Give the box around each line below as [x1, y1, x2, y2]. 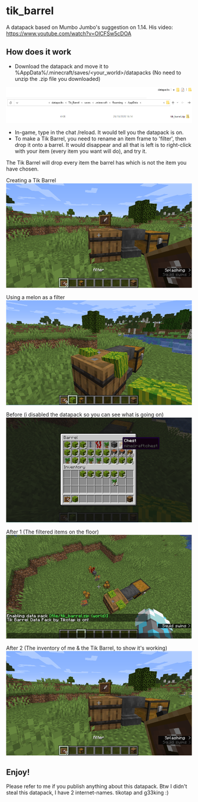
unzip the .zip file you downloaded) [14, 75, 101, 82]
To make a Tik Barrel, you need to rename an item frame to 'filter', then [14, 135, 187, 142]
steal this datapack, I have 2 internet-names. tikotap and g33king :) [6, 789, 169, 796]
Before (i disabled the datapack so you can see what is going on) [6, 411, 164, 418]
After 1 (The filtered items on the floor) [6, 528, 99, 535]
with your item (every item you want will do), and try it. [14, 148, 147, 155]
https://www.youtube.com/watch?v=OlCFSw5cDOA [6, 30, 131, 37]
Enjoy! [6, 767, 30, 777]
